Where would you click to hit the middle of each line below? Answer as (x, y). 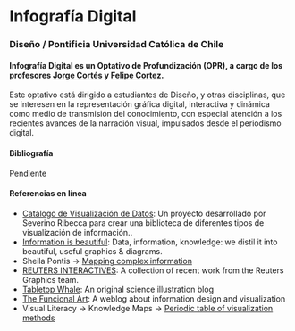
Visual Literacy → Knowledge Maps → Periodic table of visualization (147, 308)
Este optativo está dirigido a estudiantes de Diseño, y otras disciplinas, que (147, 95)
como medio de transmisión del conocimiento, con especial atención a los (146, 114)
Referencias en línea (48, 194)
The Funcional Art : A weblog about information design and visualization (154, 298)
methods (38, 318)
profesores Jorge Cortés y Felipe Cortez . (87, 75)
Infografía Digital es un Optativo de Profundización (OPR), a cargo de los (146, 65)
